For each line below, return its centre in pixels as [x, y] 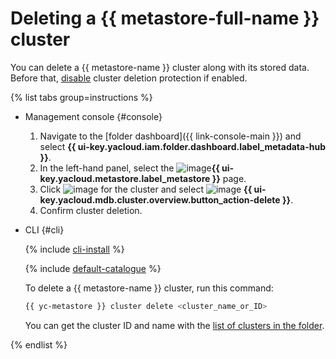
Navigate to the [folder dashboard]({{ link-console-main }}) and [170, 136]
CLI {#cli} [44, 229]
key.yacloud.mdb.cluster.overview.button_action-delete [160, 199]
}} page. [229, 178]
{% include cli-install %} [74, 249]
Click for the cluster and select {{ [146, 189]
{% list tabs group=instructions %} [81, 97]
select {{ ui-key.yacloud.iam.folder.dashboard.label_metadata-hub [182, 146]
